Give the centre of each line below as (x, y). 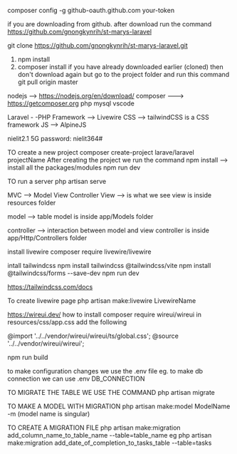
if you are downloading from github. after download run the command (110, 24)
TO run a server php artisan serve (57, 181)
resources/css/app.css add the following (67, 322)
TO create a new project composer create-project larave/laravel (101, 152)
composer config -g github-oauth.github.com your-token (91, 10)
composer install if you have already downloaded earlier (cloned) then (121, 67)
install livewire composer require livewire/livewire (79, 252)
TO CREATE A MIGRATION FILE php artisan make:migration (94, 428)
